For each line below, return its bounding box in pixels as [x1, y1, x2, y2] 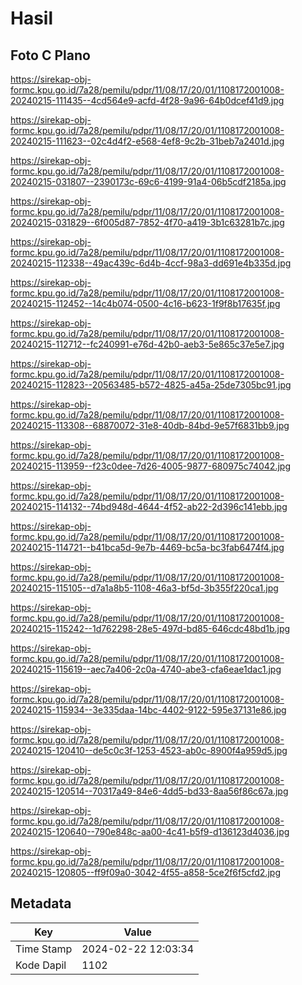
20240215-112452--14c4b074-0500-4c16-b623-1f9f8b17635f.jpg [10, 298, 281, 309]
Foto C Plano [10, 47, 91, 64]
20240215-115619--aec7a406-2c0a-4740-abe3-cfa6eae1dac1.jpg [10, 663, 282, 675]
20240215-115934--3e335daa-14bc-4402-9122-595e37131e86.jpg [10, 704, 287, 716]
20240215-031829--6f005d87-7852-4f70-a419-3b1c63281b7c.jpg [10, 217, 285, 228]
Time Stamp [15, 942, 73, 956]
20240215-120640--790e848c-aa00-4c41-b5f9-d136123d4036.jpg [10, 826, 290, 837]
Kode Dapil [15, 958, 67, 972]
